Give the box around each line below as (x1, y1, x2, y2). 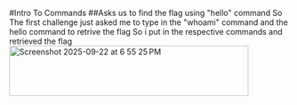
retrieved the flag (9, 36, 73, 46)
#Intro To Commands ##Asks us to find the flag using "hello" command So (9, 8, 283, 18)
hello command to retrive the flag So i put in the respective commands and (9, 27, 283, 36)
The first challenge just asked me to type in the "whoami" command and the (9, 17, 289, 28)
